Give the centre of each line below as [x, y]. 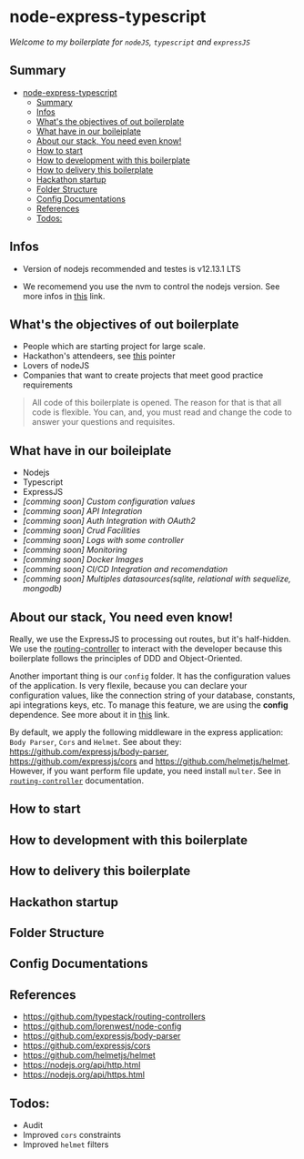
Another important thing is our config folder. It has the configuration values [150, 676]
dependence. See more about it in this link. [90, 715]
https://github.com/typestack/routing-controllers [114, 1017]
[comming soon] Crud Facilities [81, 530]
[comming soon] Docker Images [83, 559]
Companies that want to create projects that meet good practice [143, 376]
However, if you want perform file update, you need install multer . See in [146, 771]
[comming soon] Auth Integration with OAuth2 [109, 521]
